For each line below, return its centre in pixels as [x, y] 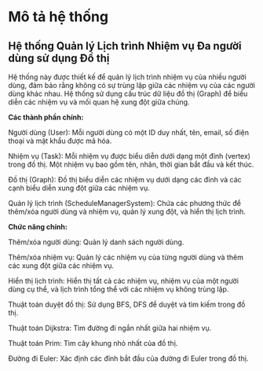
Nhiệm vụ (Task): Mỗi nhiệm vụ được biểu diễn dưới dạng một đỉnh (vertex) [130, 156]
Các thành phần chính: [46, 117]
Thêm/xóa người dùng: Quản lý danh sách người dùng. [96, 242]
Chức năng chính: [38, 227]
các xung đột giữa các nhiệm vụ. [61, 266]
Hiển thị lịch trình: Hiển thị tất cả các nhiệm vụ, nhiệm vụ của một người [124, 281]
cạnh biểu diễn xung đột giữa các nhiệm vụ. [79, 188]
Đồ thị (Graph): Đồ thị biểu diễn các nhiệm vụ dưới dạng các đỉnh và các [125, 180]
